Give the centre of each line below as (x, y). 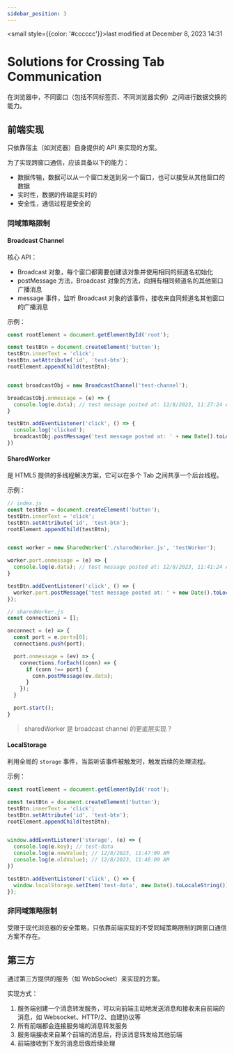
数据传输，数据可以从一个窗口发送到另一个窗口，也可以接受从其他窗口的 (121, 177)
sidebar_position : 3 (37, 14)
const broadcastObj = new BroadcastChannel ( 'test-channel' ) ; (98, 385)
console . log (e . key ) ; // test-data (63, 847)
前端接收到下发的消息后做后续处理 (66, 1043)
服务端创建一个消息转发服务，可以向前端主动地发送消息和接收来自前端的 (121, 1008)
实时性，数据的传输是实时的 (57, 195)
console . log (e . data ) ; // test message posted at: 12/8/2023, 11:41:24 (118, 567)
